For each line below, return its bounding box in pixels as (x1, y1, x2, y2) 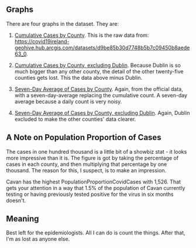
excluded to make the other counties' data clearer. (14, 115, 136, 123)
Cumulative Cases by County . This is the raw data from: (14, 32, 149, 39)
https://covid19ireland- (14, 38, 70, 45)
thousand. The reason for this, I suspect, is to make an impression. (6, 167, 167, 174)
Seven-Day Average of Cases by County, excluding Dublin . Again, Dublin (14, 109, 190, 116)
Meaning (6, 214, 39, 224)
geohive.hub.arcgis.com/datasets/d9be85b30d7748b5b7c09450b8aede (14, 44, 190, 51)
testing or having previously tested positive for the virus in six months (6, 191, 174, 198)
